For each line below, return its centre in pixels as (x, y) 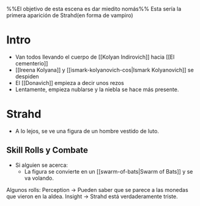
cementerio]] (31, 63)
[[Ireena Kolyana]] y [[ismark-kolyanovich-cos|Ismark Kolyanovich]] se (104, 70)
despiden (27, 76)
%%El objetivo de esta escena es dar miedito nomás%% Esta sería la (94, 9)
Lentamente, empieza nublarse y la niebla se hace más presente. (97, 89)
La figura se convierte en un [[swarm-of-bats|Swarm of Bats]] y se (109, 171)
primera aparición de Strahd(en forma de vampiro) (70, 15)
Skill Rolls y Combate (47, 150)
